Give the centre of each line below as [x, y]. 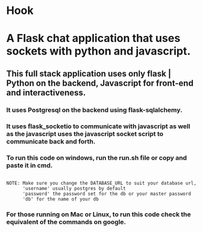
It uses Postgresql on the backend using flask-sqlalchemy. [94, 110]
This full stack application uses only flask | [89, 73]
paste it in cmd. [29, 165]
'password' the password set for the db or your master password [106, 194]
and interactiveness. [46, 93]
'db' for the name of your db [60, 199]
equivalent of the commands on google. [66, 222]
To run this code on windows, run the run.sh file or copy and [96, 157]
